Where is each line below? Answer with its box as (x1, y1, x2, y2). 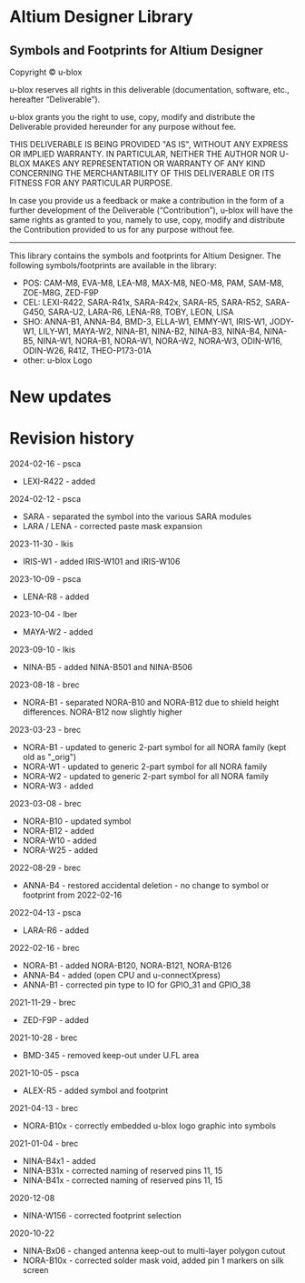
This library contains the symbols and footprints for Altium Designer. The (9, 250, 281, 261)
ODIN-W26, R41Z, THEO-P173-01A (22, 346, 152, 356)
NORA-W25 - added (22, 845, 98, 856)
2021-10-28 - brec (9, 1032, 78, 1043)
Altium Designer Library (9, 6, 193, 27)
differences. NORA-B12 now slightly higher (22, 707, 183, 717)
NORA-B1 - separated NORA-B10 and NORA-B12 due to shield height (22, 697, 280, 708)
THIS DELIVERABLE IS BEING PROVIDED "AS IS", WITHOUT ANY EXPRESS (9, 139, 289, 149)
